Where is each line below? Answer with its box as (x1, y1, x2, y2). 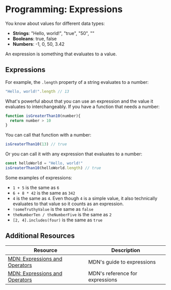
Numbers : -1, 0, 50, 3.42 (12, 41, 65, 47)
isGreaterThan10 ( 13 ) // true (5, 142, 67, 147)
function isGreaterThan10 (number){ (5, 113, 81, 118)
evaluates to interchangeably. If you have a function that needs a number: (5, 103, 160, 110)
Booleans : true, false (12, 36, 57, 42)
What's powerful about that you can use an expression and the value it (5, 98, 154, 104)
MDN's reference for (88, 270, 137, 277)
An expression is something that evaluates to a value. (5, 51, 117, 57)
